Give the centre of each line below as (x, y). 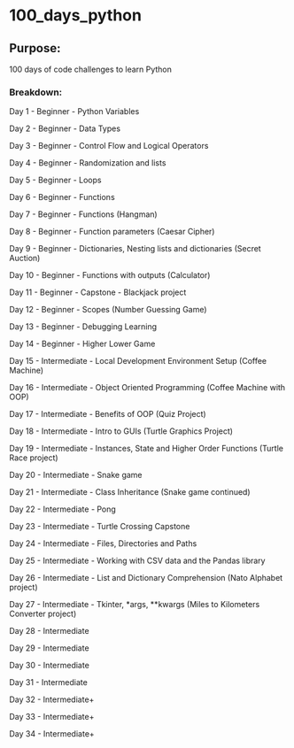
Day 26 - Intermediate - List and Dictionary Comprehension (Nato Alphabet (146, 578)
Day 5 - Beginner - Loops (55, 180)
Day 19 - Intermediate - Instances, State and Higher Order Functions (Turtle (146, 449)
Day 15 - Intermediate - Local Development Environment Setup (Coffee (138, 361)
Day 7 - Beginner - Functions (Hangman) (83, 214)
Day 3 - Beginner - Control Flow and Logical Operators (109, 146)
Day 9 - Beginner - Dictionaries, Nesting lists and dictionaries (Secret (135, 249)
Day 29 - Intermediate (50, 648)
